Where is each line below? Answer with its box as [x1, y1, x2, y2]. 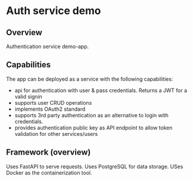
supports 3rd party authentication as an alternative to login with [14, 111, 169, 118]
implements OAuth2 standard [14, 105, 86, 112]
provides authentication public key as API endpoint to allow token [14, 124, 173, 131]
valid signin [14, 93, 43, 100]
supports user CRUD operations [14, 99, 92, 106]
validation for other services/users [14, 130, 98, 137]
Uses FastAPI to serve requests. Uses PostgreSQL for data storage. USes [6, 163, 184, 170]
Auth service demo [6, 4, 101, 18]
